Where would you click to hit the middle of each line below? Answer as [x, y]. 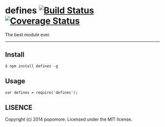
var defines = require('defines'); [41, 93]
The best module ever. [28, 34]
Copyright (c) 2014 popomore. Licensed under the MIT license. [69, 119]
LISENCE [19, 108]
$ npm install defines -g [31, 66]
